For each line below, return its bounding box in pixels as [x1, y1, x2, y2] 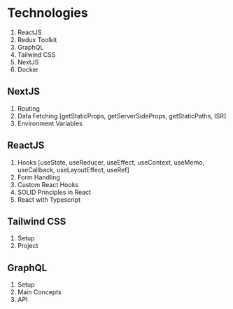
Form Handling [17, 173, 61, 181]
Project [17, 242, 38, 250]
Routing [17, 104, 41, 113]
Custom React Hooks [17, 180, 79, 188]
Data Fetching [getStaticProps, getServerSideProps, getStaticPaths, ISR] [17, 111, 227, 120]
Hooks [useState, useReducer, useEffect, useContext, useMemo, [17, 158, 205, 166]
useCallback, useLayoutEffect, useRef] [17, 165, 129, 174]
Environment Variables [17, 119, 83, 128]
